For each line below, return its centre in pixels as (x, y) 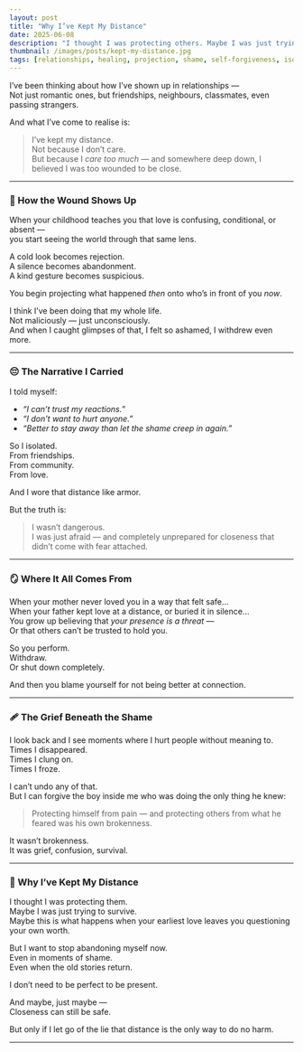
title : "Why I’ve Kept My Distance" (78, 26)
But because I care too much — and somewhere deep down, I (146, 159)
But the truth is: (38, 509)
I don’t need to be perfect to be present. (83, 985)
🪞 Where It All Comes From (71, 578)
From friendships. (42, 455)
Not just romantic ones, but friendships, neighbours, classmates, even (139, 95)
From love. (29, 474)
